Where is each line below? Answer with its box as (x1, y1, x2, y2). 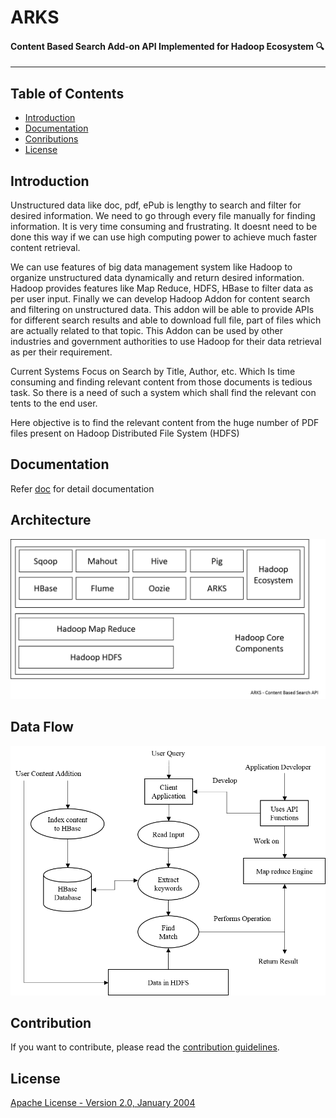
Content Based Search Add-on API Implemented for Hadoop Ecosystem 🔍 (10, 40, 325, 52)
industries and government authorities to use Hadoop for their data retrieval (10, 336, 322, 348)
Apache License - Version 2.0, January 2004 (10, 1097, 196, 1109)
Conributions (24, 133, 79, 145)
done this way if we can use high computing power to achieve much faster (10, 231, 318, 243)
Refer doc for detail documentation (10, 482, 155, 495)
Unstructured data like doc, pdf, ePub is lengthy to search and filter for (10, 199, 302, 211)
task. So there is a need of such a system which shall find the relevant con (10, 387, 317, 399)
